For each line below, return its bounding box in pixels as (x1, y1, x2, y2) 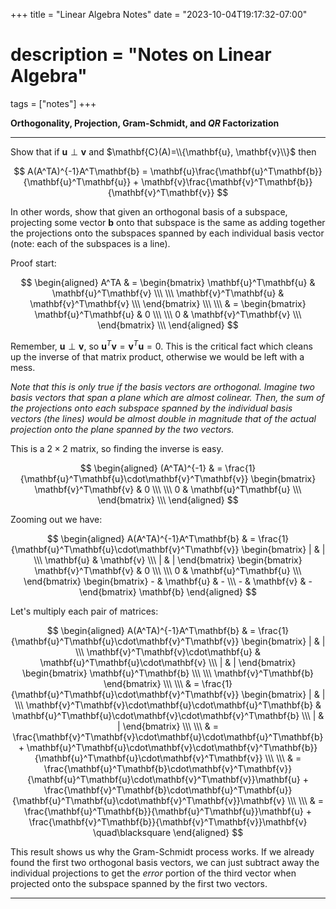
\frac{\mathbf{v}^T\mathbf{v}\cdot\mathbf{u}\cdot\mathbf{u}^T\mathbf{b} (12, 730, 324, 743)
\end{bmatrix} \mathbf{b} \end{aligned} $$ (79, 585, 257, 598)
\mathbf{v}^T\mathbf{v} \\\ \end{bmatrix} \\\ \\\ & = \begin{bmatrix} (29, 297, 307, 309)
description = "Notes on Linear (10, 44, 272, 66)
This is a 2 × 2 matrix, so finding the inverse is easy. (10, 442, 224, 454)
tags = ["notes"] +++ (10, 97, 97, 109)
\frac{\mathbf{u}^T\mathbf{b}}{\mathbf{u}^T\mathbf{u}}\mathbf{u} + (24, 805, 312, 817)
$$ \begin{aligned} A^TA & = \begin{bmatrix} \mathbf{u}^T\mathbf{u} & (20, 276, 316, 288)
